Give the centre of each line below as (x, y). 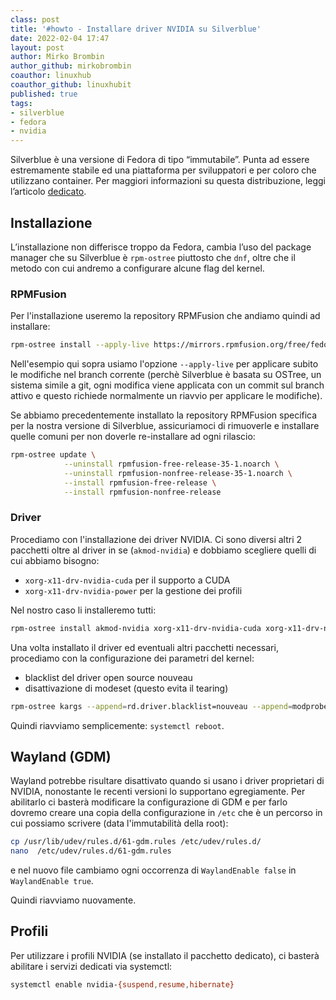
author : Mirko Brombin (57, 57)
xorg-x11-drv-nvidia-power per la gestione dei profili (133, 590)
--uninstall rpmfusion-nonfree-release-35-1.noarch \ (178, 473)
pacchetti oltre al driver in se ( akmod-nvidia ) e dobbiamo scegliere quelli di (163, 550)
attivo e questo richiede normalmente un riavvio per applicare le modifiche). (166, 396)
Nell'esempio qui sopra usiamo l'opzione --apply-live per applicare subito (164, 364)
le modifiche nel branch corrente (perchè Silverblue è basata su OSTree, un (166, 375)
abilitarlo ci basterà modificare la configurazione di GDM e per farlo (149, 802)
